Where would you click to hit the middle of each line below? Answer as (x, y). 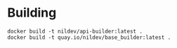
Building (32, 13)
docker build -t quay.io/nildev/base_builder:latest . (89, 37)
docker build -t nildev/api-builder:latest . (75, 31)
